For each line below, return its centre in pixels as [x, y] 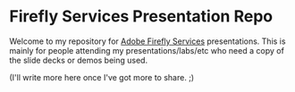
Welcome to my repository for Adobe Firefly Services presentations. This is [147, 41]
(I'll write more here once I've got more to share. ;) [102, 77]
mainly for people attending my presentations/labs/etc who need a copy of [147, 50]
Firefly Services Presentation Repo [141, 17]
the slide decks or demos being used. [79, 60]
